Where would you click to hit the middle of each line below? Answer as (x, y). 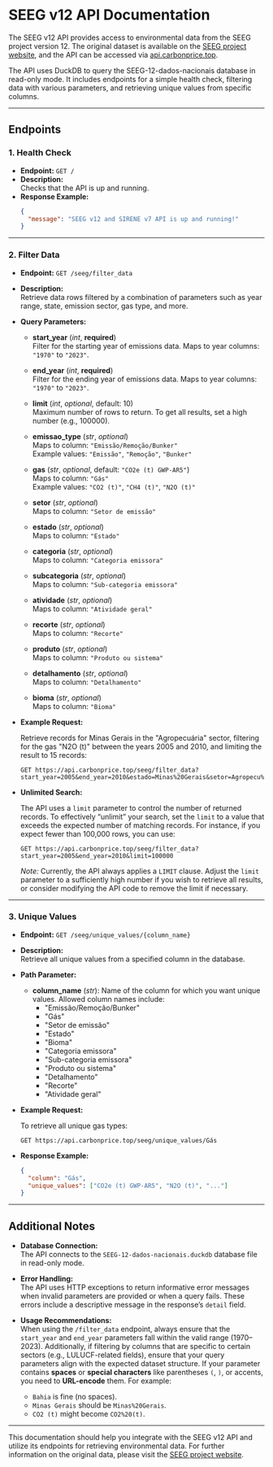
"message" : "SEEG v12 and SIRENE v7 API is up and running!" (134, 219)
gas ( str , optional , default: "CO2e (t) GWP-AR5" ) (111, 469)
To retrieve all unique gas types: (74, 1125)
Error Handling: (47, 1279)
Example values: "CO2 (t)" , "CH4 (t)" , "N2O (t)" (114, 486)
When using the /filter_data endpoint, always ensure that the (125, 1329)
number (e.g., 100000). (71, 420)
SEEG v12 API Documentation (109, 15)
